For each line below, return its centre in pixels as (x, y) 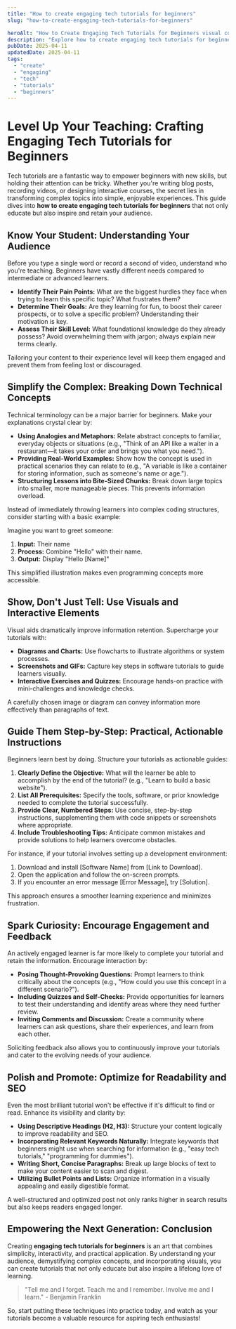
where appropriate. (45, 825)
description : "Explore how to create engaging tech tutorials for (106, 39)
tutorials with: (27, 637)
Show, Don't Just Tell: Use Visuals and (93, 602)
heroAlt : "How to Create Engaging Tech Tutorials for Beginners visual (114, 33)
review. (28, 1012)
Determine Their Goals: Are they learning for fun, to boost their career (120, 307)
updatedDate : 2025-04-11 (44, 53)
